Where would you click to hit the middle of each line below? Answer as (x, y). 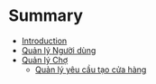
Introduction (44, 41)
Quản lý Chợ (45, 60)
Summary (46, 16)
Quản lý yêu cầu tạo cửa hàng (91, 70)
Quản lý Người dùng (59, 50)
